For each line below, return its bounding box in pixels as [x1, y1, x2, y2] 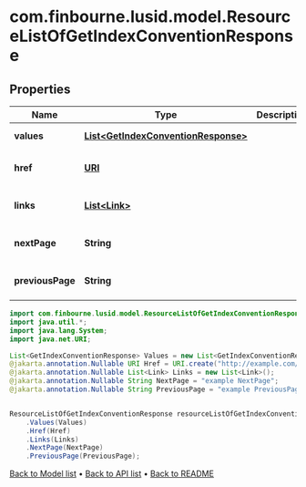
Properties [9, 81, 71, 97]
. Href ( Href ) [25, 426, 71, 435]
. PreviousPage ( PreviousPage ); [25, 451, 141, 461]
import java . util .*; [9, 317, 88, 326]
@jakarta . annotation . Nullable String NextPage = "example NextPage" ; [9, 377, 280, 386]
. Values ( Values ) [25, 418, 88, 427]
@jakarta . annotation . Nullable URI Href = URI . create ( [9, 359, 219, 368]
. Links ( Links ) [25, 435, 79, 444]
